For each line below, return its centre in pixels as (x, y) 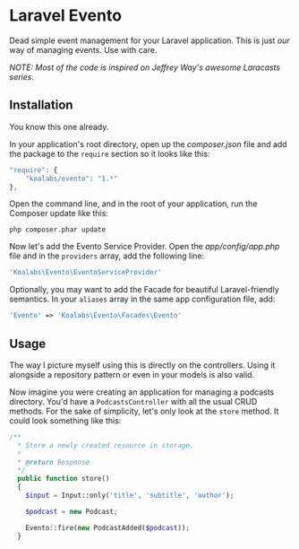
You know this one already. (59, 126)
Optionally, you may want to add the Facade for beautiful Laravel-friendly (144, 290)
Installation (41, 105)
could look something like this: (65, 420)
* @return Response (54, 462)
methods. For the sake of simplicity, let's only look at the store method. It (144, 411)
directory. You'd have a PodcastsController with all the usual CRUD (133, 401)
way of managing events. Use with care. (83, 49)
